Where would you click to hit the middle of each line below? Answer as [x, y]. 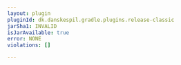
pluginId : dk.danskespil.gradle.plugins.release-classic [91, 20]
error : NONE [24, 39]
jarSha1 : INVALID [32, 26]
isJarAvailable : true [38, 32]
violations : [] [29, 45]
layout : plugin [29, 13]
